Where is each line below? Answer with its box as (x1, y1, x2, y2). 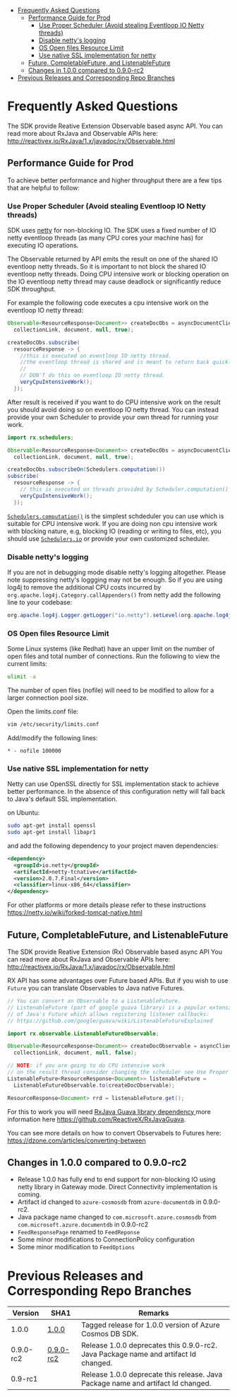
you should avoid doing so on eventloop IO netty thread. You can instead (7, 405, 219, 414)
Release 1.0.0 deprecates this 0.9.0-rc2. (80, 1340, 217, 1350)
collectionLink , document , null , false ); (13, 1049, 138, 1056)
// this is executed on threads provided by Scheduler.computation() (20, 486, 229, 493)
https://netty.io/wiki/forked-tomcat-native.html (7, 908, 142, 917)
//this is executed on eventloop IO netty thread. (20, 352, 172, 359)
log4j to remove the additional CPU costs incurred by (7, 583, 162, 591)
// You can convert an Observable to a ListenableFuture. (7, 998, 181, 1005)
